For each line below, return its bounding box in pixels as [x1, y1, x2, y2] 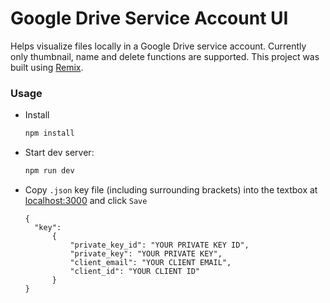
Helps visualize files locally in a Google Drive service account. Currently [10, 40, 307, 52]
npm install [24, 128, 75, 139]
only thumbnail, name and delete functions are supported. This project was [10, 50, 320, 62]
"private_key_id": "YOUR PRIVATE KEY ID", [69, 240, 250, 250]
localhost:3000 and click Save [24, 194, 148, 206]
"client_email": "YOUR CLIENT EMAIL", [69, 257, 232, 267]
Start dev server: [24, 147, 95, 159]
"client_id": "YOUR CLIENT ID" [69, 266, 200, 276]
